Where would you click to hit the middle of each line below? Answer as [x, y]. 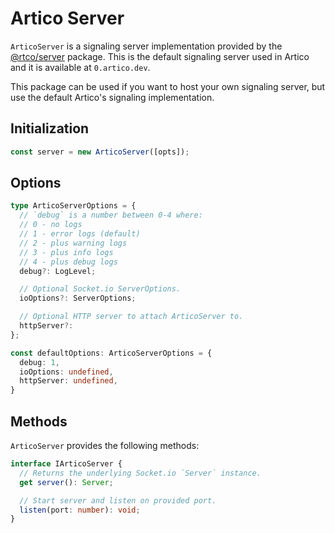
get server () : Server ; [66, 482]
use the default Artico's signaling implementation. [112, 97]
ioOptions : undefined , [66, 372]
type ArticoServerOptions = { [73, 206]
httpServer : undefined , [68, 381]
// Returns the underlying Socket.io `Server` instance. [140, 473]
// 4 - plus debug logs [68, 262]
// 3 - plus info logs [66, 252]
